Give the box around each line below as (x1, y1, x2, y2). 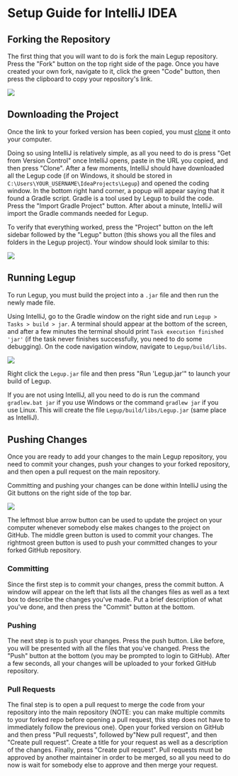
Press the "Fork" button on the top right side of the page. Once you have (7, 60, 220, 68)
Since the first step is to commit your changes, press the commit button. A (7, 580, 225, 589)
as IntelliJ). (7, 413, 40, 422)
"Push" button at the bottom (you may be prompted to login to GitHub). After (7, 652, 230, 660)
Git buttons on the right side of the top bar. (7, 488, 132, 498)
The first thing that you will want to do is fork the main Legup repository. (7, 52, 218, 60)
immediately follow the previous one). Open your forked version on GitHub (7, 723, 225, 732)
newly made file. (7, 298, 55, 307)
